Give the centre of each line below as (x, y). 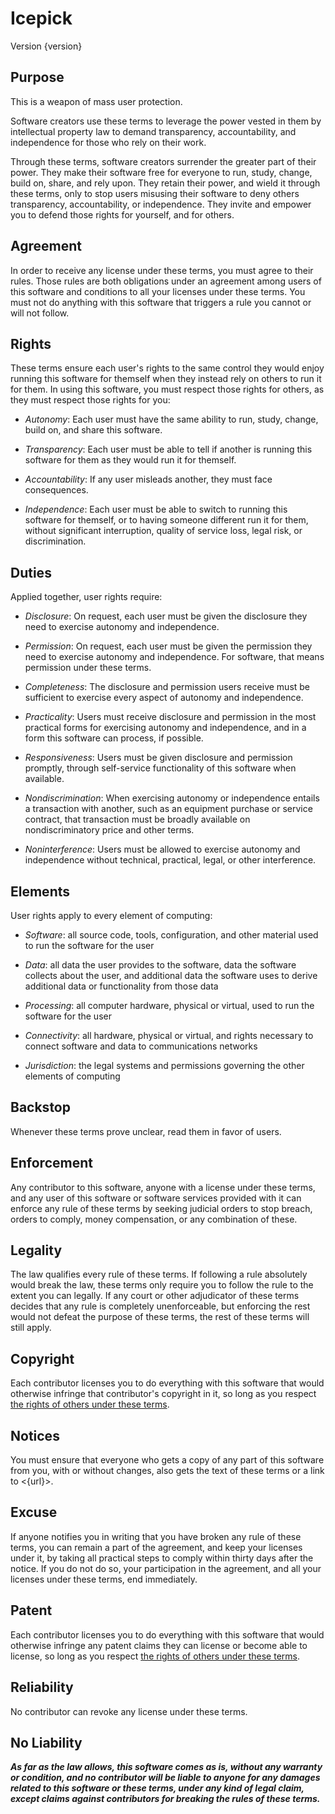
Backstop (40, 1107)
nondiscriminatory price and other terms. (109, 830)
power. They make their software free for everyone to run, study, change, (161, 172)
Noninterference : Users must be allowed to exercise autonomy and (162, 849)
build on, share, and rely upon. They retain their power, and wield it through (165, 183)
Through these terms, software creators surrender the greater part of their (163, 161)
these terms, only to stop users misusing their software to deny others (155, 193)
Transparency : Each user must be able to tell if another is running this (168, 449)
